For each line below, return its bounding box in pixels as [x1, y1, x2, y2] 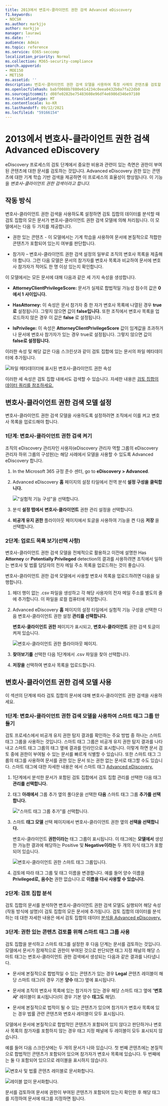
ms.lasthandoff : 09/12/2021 [5, 105, 64, 110]
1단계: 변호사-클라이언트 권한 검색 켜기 [5, 432, 92, 439]
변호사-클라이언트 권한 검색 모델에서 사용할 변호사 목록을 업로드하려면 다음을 [5, 573, 154, 579]
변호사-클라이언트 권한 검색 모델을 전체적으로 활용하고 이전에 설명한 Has [5, 549, 146, 556]
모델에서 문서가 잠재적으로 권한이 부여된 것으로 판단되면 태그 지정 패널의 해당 [5, 947, 155, 953]
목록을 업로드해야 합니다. [10, 419, 59, 425]
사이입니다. [25, 291, 47, 297]
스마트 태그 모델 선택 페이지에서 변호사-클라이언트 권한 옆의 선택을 [12, 819, 142, 825]
